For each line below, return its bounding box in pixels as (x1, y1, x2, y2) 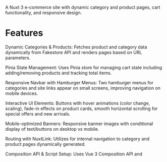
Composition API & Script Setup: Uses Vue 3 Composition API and (5, 151, 142, 157)
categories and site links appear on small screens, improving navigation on (5, 85, 160, 91)
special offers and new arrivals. (5, 111, 71, 117)
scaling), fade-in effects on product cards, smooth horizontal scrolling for (5, 105, 158, 112)
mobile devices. (5, 90, 38, 96)
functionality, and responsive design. (5, 10, 82, 16)
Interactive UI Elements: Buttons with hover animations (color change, (5, 100, 150, 106)
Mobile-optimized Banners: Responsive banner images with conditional (5, 121, 153, 127)
